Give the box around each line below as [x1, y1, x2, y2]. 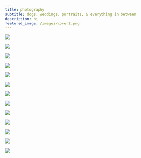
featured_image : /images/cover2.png [5, 21, 80, 26]
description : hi [5, 16, 38, 21]
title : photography [5, 7, 45, 12]
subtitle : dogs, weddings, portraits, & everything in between [5, 12, 137, 17]
